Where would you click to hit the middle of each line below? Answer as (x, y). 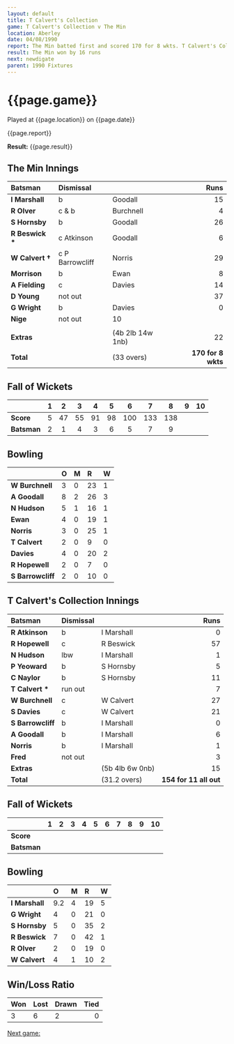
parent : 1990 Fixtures (40, 66)
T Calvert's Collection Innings (73, 601)
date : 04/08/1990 (32, 40)
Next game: (24, 1034)
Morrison (26, 274)
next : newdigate (31, 59)
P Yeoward (29, 666)
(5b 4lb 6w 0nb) (128, 768)
